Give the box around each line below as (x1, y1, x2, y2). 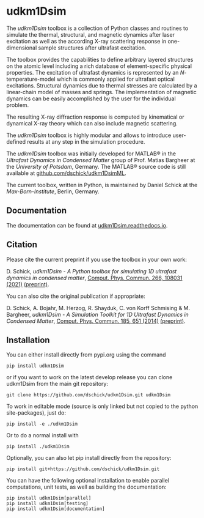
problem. (6, 101, 29, 108)
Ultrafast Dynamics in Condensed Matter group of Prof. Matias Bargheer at (6, 156, 195, 163)
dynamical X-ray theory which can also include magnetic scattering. (6, 119, 178, 127)
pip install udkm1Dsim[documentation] (6, 506, 105, 512)
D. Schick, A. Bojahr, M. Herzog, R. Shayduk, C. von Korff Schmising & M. (6, 304, 191, 311)
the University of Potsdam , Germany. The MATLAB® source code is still (6, 163, 186, 170)
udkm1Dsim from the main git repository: (6, 380, 109, 388)
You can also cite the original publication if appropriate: (6, 292, 145, 300)
